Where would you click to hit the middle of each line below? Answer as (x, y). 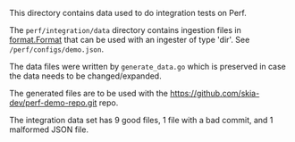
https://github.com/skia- (215, 93)
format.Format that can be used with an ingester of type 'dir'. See (130, 40)
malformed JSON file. (49, 129)
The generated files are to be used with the (88, 93)
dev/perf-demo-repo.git (53, 103)
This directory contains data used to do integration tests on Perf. (128, 13)
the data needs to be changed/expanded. (86, 76)
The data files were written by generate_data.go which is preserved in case (147, 67)
